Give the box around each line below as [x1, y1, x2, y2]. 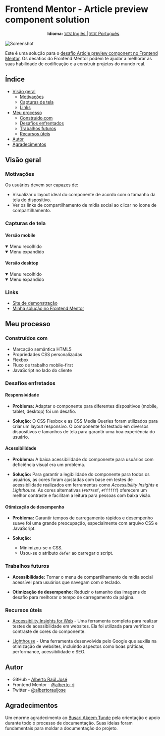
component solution [5, 14, 90, 25]
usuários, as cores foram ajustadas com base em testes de [12, 477, 133, 483]
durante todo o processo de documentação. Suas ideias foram [5, 720, 133, 726]
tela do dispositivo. [12, 197, 51, 203]
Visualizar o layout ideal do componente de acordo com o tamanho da [12, 192, 156, 198]
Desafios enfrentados [19, 120, 64, 126]
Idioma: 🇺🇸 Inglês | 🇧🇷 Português [47, 30, 120, 36]
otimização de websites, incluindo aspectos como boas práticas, [12, 643, 145, 649]
